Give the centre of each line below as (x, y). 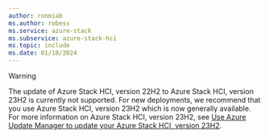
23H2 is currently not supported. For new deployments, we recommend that (134, 100)
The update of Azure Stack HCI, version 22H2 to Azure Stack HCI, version (131, 91)
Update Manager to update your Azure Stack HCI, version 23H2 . (115, 126)
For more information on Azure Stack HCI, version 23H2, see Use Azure (127, 117)
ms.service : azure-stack (50, 30)
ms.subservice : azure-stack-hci (62, 38)
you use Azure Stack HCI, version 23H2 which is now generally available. (130, 108)
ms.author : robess (39, 23)
